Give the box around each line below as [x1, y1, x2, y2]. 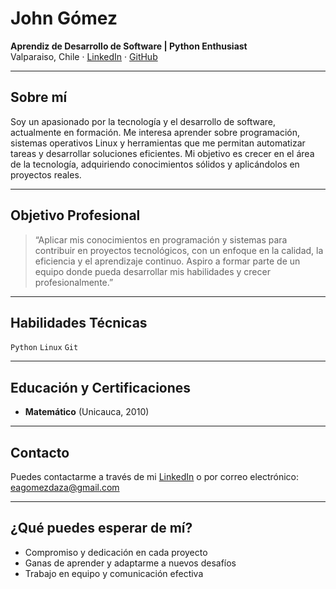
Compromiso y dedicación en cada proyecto [24, 546, 208, 558]
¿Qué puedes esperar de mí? [10, 520, 193, 537]
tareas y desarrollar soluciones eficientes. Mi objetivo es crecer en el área [10, 147, 315, 159]
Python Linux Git [10, 343, 79, 353]
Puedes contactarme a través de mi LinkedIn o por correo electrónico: [10, 471, 300, 482]
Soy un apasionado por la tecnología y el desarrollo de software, [10, 115, 277, 127]
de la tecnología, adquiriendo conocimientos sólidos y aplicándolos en [10, 158, 300, 170]
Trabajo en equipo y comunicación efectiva [24, 567, 204, 579]
